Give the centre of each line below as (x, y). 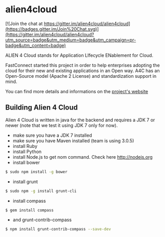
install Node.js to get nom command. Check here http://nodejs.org (82, 157)
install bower (26, 162)
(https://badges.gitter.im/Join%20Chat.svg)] (52, 29)
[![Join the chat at (24, 24)
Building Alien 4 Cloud (42, 108)
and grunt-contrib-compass (42, 220)
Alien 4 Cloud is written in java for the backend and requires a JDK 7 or (80, 120)
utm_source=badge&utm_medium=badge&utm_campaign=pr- (71, 40)
